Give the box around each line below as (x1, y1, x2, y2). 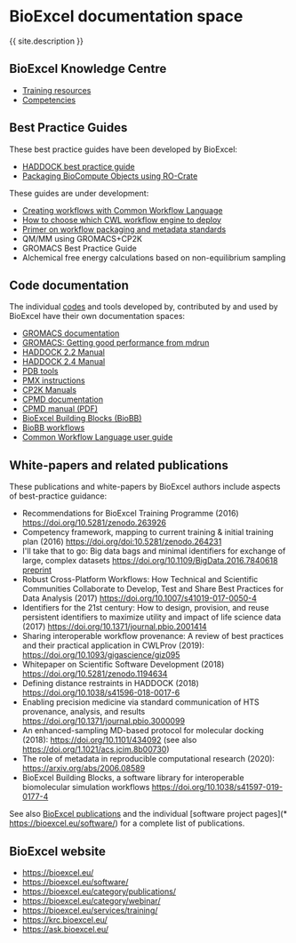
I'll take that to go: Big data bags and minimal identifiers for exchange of (21, 546, 286, 556)
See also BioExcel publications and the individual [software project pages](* (9, 809, 287, 819)
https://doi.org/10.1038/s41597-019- (151, 782, 283, 793)
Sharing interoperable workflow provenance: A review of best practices (21, 631, 284, 642)
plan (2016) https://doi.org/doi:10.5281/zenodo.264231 (21, 536, 222, 547)
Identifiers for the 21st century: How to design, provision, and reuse (21, 603, 269, 613)
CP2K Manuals (21, 385, 77, 396)
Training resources (21, 84, 92, 95)
